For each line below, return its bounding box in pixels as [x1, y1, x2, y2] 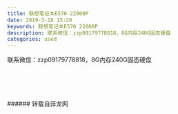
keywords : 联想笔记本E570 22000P [7, 23, 98, 30]
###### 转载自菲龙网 [7, 99, 69, 108]
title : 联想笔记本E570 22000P [7, 10, 89, 17]
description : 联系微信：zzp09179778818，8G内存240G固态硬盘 [7, 29, 171, 37]
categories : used [7, 36, 57, 43]
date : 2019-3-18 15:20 [7, 17, 72, 23]
